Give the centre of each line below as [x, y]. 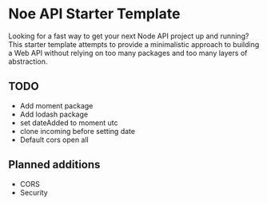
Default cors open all [54, 140]
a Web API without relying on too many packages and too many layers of [128, 53]
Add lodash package [54, 114]
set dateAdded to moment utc [69, 122]
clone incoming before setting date [78, 131]
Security [34, 192]
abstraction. [28, 61]
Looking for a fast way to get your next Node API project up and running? [129, 36]
